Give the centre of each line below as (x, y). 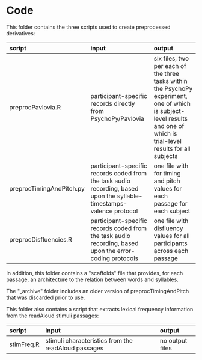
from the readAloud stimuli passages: (53, 316)
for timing (167, 173)
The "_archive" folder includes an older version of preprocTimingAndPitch (98, 291)
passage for (170, 203)
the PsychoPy (173, 88)
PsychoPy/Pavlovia (117, 118)
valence (102, 211)
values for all (172, 236)
